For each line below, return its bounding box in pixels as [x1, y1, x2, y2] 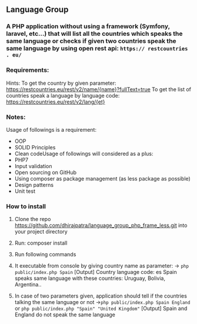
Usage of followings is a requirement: [6, 126, 97, 133]
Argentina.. [14, 281, 42, 288]
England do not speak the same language [14, 311, 116, 318]
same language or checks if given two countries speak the [6, 37, 176, 45]
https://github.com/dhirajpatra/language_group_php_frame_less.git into [14, 222, 188, 229]
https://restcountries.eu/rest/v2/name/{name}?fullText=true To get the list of [6, 85, 192, 93]
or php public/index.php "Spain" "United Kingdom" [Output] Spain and [14, 305, 188, 312]
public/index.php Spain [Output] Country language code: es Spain [14, 269, 178, 276]
